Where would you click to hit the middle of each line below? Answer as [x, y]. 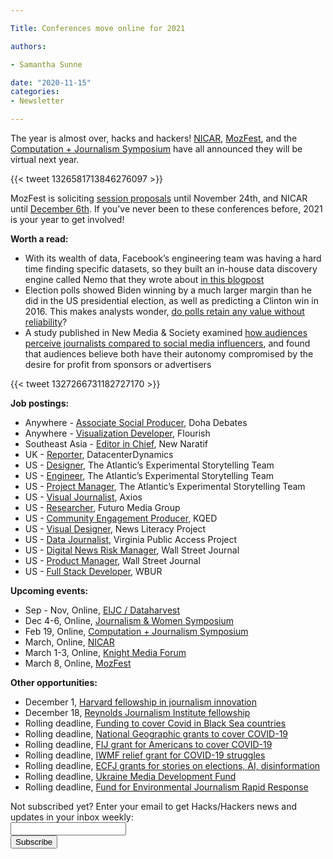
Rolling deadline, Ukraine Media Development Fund [130, 776]
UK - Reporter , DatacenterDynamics [99, 454]
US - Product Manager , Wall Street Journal [112, 560]
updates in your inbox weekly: [72, 817]
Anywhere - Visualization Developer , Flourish [117, 433]
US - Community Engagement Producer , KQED [121, 518]
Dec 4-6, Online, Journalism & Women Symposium [129, 620]
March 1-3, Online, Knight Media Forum [105, 652]
